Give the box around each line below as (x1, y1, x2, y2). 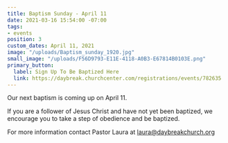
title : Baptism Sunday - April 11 (7, 10, 107, 17)
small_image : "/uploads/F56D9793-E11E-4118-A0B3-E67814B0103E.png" (7, 56, 207, 62)
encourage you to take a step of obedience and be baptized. (7, 115, 180, 123)
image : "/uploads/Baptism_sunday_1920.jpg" (7, 49, 135, 56)
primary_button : (7, 62, 54, 69)
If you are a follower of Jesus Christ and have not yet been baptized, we (7, 107, 213, 115)
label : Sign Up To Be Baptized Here (13, 68, 119, 75)
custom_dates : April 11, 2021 (7, 42, 95, 49)
